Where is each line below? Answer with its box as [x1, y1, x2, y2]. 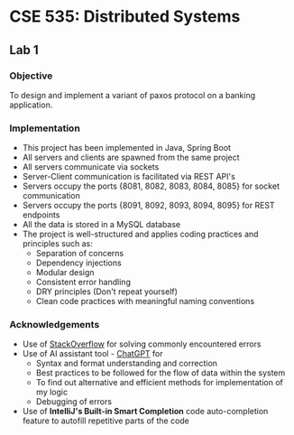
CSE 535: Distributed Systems [9, 6, 241, 27]
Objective [9, 69, 53, 82]
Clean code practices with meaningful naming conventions [35, 296, 255, 307]
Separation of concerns [35, 248, 124, 259]
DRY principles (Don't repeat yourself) [35, 286, 179, 297]
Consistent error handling [35, 277, 131, 288]
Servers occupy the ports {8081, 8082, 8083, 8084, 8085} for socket [22, 180, 280, 191]
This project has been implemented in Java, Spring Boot [22, 143, 232, 153]
